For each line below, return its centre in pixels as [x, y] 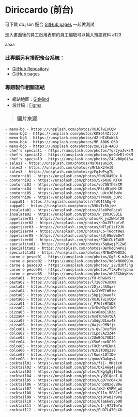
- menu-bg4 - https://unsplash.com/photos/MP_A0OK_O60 [61, 142]
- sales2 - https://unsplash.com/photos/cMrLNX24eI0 [59, 167]
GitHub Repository [31, 69]
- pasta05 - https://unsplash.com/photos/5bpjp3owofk [61, 295]
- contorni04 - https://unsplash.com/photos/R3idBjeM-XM [64, 189]
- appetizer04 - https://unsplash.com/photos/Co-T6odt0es [65, 231]
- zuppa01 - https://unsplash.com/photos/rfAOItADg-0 [61, 201]
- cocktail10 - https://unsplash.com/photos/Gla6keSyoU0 [64, 401]
